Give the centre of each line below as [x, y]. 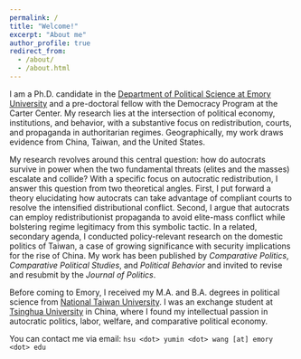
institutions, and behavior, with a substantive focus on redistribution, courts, [150, 122]
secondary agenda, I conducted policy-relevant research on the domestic [146, 236]
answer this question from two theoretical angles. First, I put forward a [140, 188]
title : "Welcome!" [44, 26]
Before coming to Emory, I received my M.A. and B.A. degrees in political [145, 292]
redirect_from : [38, 52]
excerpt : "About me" [48, 34]
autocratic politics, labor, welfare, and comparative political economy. [139, 321]
